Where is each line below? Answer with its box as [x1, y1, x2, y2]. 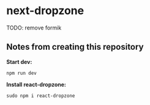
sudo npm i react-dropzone [6, 93, 75, 99]
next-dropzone [6, 4, 84, 18]
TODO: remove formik [6, 24, 62, 31]
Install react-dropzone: [6, 80, 66, 88]
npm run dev [6, 70, 37, 76]
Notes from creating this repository [6, 42, 144, 52]
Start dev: [6, 58, 32, 65]
